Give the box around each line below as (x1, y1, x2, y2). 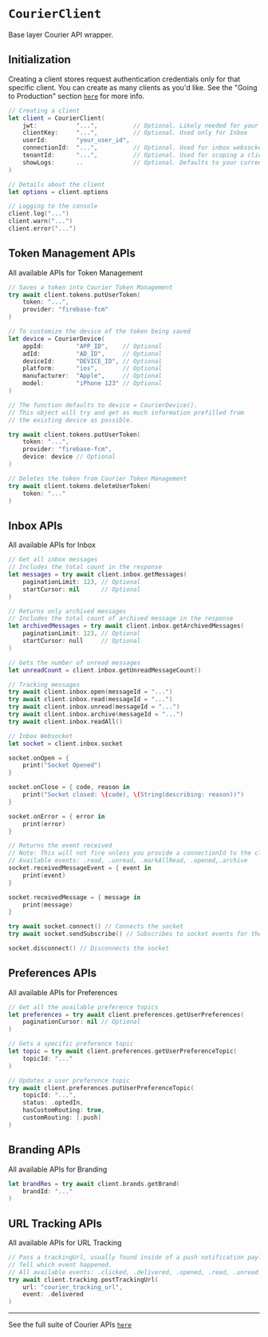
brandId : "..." (22, 1187, 73, 1196)
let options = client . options (8, 188, 109, 196)
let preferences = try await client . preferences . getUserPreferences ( (8, 1010, 245, 1018)
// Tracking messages (8, 680, 81, 688)
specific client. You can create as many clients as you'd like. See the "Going (8, 82, 258, 92)
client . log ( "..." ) (8, 210, 69, 218)
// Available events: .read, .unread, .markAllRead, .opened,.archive (8, 857, 248, 865)
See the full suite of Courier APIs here (8, 1320, 132, 1330)
